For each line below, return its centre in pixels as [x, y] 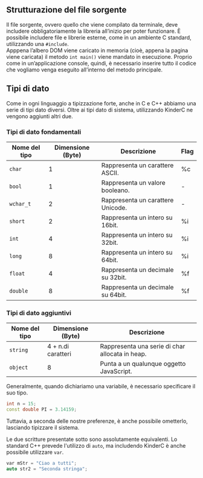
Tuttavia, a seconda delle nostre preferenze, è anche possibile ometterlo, [97, 421]
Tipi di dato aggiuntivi [39, 313]
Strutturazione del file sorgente [66, 10]
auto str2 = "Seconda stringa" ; [47, 469]
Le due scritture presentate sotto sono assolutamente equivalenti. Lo [92, 439]
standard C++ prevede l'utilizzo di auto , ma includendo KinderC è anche [96, 445]
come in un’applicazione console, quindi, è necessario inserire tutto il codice [101, 63]
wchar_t [20, 204]
